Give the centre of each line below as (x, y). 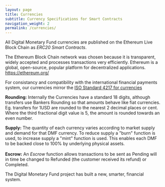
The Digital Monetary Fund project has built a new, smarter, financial (75, 174)
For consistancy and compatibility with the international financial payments (81, 83)
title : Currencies (24, 14)
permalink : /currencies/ (31, 28)
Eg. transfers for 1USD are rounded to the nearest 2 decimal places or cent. (82, 108)
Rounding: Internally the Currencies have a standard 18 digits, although (78, 97)
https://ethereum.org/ (27, 73)
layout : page (19, 10)
